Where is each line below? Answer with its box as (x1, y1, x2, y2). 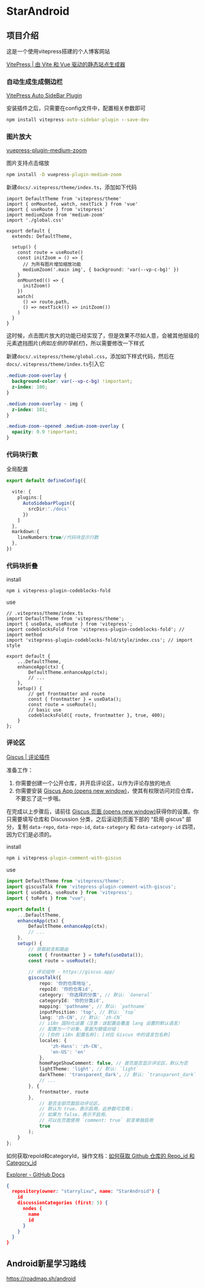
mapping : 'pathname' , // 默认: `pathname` (39, 1003, 147, 1009)
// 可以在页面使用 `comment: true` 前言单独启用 (39, 1117, 154, 1124)
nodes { (22, 1206, 43, 1212)
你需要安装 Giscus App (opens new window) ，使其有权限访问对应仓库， (15, 787, 197, 795)
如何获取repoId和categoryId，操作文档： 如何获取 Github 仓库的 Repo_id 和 (6, 1152, 195, 1159)
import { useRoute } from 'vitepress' (6, 207, 105, 213)
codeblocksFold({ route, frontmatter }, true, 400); (28, 712, 166, 719)
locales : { (39, 1037, 67, 1044)
